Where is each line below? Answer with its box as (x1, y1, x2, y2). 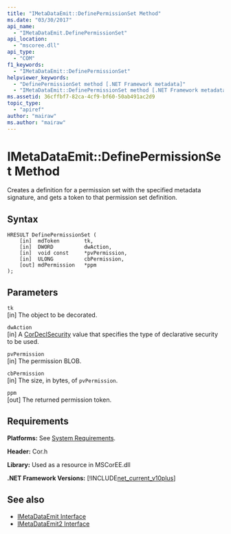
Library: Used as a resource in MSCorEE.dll (7, 460, 131, 469)
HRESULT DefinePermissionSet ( (7, 232, 97, 238)
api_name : (7, 23, 36, 30)
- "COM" (13, 55, 36, 62)
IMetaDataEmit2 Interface (16, 520, 90, 528)
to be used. (7, 338, 39, 346)
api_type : (7, 49, 36, 56)
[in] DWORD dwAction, (19, 244, 112, 251)
